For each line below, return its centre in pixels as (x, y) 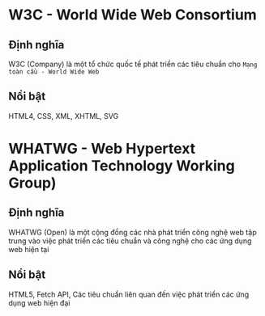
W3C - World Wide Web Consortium (132, 15)
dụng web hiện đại (39, 303)
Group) (32, 183)
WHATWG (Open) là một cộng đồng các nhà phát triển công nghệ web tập (132, 232)
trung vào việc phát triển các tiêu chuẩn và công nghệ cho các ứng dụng (130, 241)
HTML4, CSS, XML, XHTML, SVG (64, 116)
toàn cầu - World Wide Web (54, 72)
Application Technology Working (122, 166)
